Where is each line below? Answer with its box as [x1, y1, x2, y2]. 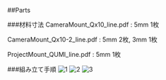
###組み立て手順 [7, 65, 57, 73]
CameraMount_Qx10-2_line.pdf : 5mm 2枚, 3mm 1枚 [7, 35, 158, 44]
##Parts [7, 6, 30, 14]
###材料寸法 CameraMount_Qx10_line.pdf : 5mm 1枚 [7, 20, 160, 29]
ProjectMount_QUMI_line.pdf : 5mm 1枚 [7, 51, 121, 58]
